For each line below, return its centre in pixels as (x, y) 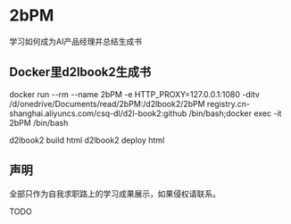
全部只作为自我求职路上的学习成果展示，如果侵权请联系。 (115, 194)
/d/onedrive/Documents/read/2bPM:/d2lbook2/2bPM (107, 104)
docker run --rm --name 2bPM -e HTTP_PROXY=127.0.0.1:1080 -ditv (135, 94)
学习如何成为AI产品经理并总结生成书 (76, 41)
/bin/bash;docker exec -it (235, 113)
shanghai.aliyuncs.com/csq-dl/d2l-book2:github (98, 113)
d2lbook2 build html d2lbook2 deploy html (87, 140)
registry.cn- (228, 104)
